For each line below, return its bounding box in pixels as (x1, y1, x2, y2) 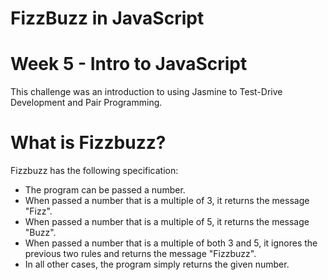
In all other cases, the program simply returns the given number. (24, 258, 290, 271)
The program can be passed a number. (24, 184, 186, 196)
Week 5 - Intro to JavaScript (10, 53, 248, 76)
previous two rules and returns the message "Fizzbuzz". (24, 248, 257, 260)
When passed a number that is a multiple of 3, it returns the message (24, 195, 310, 207)
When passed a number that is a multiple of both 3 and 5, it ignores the (24, 237, 318, 249)
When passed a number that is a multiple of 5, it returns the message (24, 216, 310, 228)
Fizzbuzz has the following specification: (10, 165, 179, 177)
